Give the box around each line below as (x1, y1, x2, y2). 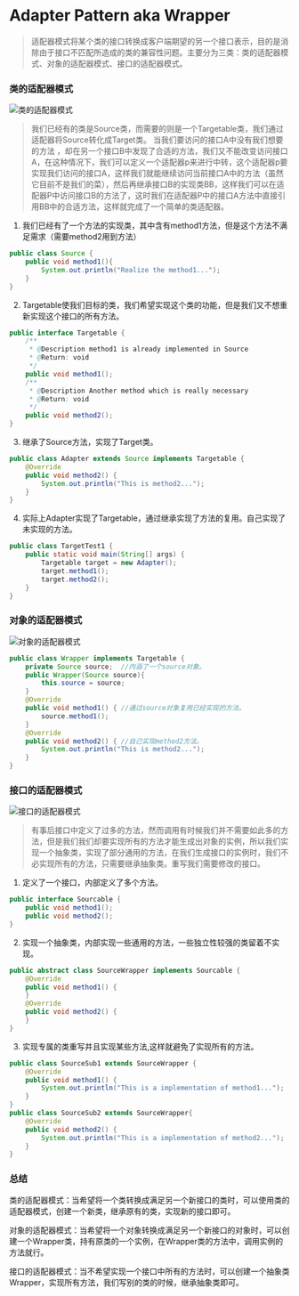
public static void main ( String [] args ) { (25, 550, 185, 559)
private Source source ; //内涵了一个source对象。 (25, 662, 206, 671)
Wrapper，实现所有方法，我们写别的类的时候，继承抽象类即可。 (9, 1276, 245, 1287)
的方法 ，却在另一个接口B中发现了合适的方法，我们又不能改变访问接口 (30, 146, 288, 157)
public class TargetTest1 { (9, 542, 114, 551)
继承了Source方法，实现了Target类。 (21, 437, 158, 448)
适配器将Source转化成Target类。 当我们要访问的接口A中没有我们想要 (30, 134, 284, 145)
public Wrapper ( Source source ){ (25, 670, 145, 679)
